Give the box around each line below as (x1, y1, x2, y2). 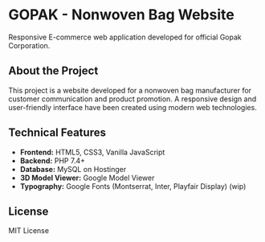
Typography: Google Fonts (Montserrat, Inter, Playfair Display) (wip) (19, 181, 247, 191)
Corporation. (8, 40, 51, 50)
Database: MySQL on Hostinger (19, 164, 127, 174)
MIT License (8, 226, 50, 236)
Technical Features (8, 126, 107, 140)
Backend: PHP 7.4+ (19, 155, 86, 166)
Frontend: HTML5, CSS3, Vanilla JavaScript (19, 147, 165, 157)
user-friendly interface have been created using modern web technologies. (8, 102, 257, 112)
